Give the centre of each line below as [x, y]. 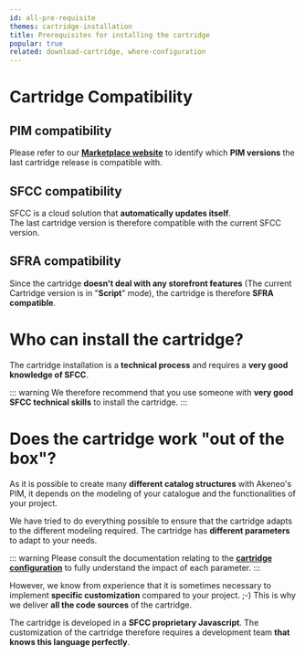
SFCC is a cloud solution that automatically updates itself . [120, 213]
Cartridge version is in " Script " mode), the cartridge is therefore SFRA [142, 292]
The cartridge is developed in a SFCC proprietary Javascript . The [134, 622]
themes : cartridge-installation [71, 26]
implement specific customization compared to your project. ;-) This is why [153, 595]
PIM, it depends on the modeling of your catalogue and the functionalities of [153, 493]
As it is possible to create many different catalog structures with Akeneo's [151, 483]
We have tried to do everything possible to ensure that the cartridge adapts [151, 521]
